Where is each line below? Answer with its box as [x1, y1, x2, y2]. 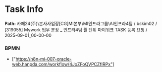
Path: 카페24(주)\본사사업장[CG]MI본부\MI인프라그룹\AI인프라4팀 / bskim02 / [4, 20, 157, 26]
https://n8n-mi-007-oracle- [15, 56, 72, 62]
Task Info [4, 3, 44, 15]
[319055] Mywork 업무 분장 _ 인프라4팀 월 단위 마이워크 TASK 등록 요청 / [4, 26, 148, 33]
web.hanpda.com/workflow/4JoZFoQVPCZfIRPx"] [11, 61, 114, 68]
